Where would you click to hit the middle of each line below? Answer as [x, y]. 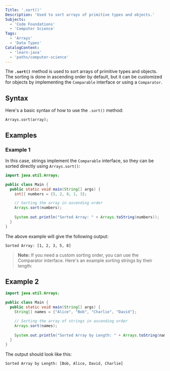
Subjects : [16, 19]
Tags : [11, 33]
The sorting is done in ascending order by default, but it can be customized [84, 77]
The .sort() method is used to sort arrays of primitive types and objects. [81, 71]
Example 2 [22, 282]
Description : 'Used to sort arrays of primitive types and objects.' [80, 15]
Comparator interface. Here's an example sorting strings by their [85, 260]
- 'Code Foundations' [33, 24]
